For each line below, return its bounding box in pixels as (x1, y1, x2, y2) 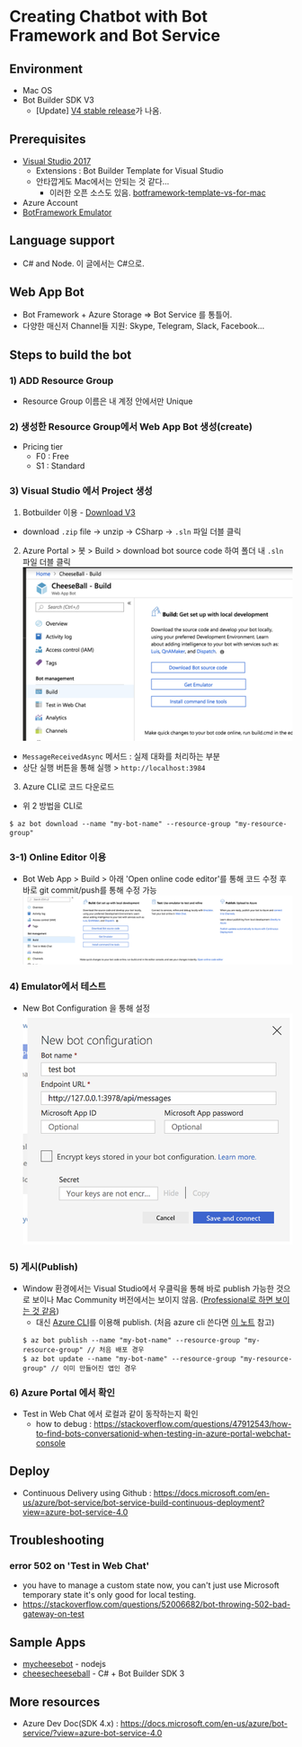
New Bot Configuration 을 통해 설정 (22, 1003, 151, 1013)
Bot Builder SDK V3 (22, 94, 94, 105)
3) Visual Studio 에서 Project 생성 (9, 485, 153, 497)
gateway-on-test (22, 1609, 85, 1619)
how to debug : (35, 1418, 93, 1429)
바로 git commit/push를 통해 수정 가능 (22, 884, 157, 896)
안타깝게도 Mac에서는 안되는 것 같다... (35, 175, 170, 186)
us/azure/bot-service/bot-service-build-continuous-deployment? (22, 1497, 265, 1508)
